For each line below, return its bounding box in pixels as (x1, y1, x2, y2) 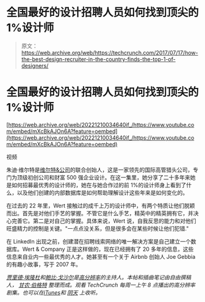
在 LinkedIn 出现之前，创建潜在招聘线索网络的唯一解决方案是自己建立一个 (6, 237, 191, 245)
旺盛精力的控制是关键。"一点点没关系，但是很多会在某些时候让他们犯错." (6, 225, 189, 232)
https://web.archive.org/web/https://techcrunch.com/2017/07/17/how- (21, 49, 198, 56)
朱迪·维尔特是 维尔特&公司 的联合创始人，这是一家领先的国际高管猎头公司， (6, 166, 193, 173)
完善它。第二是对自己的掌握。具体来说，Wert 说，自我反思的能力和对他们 (11, 217, 196, 225)
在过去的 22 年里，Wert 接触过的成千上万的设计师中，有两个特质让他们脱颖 (6, 202, 195, 209)
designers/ (21, 62, 49, 69)
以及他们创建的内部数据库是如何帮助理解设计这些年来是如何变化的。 (16, 189, 188, 196)
